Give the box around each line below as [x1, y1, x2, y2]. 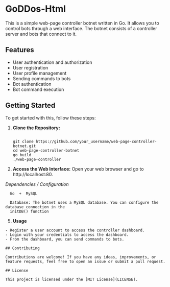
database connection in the [5, 204, 65, 209]
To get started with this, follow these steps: [5, 114, 96, 121]
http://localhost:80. [12, 171, 53, 177]
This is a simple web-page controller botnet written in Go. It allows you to [5, 20, 159, 26]
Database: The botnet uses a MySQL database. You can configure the [10, 200, 159, 205]
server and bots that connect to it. [5, 31, 77, 37]
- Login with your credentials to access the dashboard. [5, 232, 129, 237]
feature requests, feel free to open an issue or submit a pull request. [5, 259, 166, 264]
